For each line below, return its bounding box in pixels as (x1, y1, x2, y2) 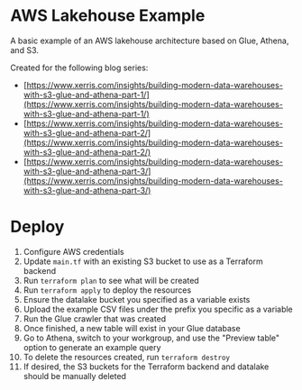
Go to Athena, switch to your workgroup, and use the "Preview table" (23, 332, 280, 343)
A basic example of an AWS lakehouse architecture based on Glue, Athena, (10, 35, 289, 46)
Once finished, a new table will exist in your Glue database (23, 322, 242, 333)
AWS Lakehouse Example (10, 5, 206, 26)
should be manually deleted (23, 370, 127, 381)
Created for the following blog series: (10, 62, 149, 73)
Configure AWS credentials (23, 246, 124, 257)
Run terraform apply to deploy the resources (23, 285, 192, 295)
